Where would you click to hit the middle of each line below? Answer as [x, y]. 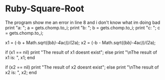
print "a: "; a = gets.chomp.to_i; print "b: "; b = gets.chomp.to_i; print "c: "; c [82, 27]
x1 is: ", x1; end [20, 57]
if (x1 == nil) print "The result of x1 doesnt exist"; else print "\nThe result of [81, 52]
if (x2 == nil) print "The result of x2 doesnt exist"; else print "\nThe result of [82, 67]
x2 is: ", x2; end [21, 72]
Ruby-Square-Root [45, 9]
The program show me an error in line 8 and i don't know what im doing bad [83, 22]
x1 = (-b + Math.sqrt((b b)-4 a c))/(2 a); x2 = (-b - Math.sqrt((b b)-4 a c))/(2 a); [81, 42]
